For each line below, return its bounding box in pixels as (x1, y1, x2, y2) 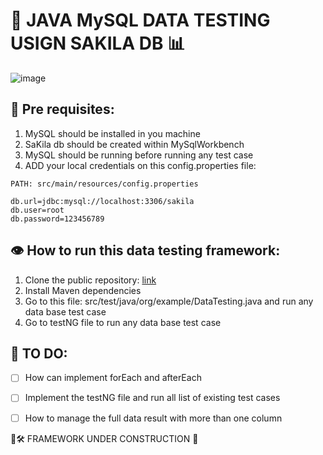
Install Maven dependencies (24, 284, 142, 296)
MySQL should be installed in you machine (24, 127, 201, 139)
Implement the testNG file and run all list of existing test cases (24, 392, 281, 404)
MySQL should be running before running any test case (24, 149, 254, 161)
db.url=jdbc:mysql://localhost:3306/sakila (10, 196, 195, 206)
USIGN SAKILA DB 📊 (10, 32, 186, 55)
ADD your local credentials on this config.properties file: (24, 159, 257, 171)
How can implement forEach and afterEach (24, 372, 202, 384)
